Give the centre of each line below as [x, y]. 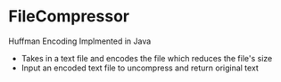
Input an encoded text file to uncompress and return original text [140, 68]
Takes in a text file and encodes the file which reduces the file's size [147, 58]
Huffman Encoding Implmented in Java [80, 41]
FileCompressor [69, 16]
